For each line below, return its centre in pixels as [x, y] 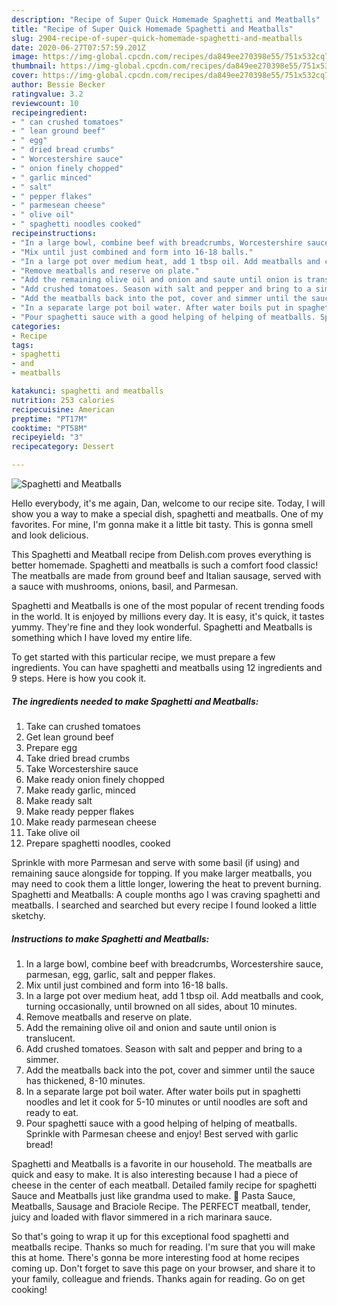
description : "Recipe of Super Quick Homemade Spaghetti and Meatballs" [166, 19]
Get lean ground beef [69, 737]
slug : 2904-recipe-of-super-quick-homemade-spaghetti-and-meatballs [157, 38]
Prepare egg [51, 747]
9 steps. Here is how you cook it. [79, 678]
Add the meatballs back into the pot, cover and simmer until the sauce [170, 1070]
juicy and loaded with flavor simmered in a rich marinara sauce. [142, 1217]
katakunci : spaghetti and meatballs [87, 391]
